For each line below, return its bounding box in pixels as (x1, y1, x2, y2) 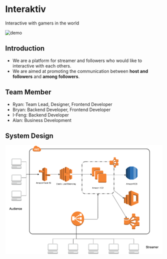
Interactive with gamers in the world (5, 20, 79, 26)
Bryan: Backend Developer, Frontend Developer (12, 106, 111, 112)
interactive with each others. (12, 62, 71, 68)
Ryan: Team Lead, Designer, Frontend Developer (12, 101, 112, 107)
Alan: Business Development (12, 117, 71, 123)
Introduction (5, 44, 45, 53)
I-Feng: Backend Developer (12, 111, 69, 118)
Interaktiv (5, 3, 46, 15)
